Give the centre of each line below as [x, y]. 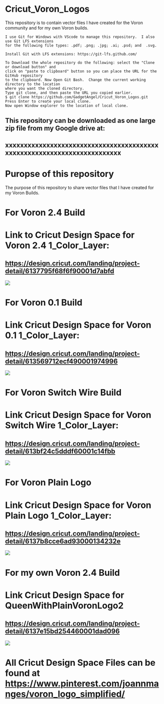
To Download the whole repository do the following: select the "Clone [80, 62]
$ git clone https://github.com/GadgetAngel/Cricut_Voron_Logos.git [77, 97]
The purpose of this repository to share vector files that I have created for [80, 187]
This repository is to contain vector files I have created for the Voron [74, 23]
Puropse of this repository [60, 174]
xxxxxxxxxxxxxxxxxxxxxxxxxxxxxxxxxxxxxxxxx [82, 145]
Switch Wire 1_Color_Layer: [62, 425]
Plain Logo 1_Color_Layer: [58, 516]
